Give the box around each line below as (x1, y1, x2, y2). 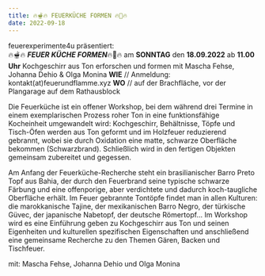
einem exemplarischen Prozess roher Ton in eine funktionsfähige (8, 110, 220, 120)
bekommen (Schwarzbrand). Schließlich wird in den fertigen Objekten (8, 144, 236, 153)
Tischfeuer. (8, 243, 45, 253)
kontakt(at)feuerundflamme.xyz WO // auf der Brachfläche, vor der (8, 78, 227, 87)
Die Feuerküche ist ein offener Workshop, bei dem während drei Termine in (8, 102, 253, 111)
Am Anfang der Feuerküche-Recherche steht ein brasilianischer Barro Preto (8, 167, 256, 177)
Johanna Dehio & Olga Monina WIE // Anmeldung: (8, 69, 171, 79)
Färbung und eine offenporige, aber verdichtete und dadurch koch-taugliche (8, 184, 258, 194)
